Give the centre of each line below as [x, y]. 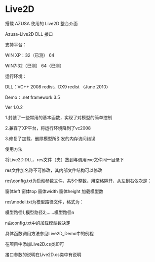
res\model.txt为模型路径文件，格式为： [44, 201]
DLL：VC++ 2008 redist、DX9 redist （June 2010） [58, 87]
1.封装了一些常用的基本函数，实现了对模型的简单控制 [58, 117]
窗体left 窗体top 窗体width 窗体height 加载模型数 [54, 191]
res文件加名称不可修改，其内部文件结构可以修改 [54, 170]
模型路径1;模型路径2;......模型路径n [40, 212]
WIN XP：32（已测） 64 [30, 55]
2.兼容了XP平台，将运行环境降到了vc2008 [48, 128]
